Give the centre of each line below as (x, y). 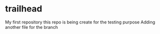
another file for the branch (32, 27)
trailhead (24, 9)
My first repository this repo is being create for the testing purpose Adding (80, 22)
